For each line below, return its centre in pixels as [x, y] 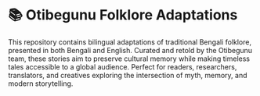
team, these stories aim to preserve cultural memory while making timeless [129, 59]
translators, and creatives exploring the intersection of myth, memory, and [128, 75]
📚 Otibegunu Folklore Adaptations [123, 15]
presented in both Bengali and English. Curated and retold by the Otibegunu [130, 50]
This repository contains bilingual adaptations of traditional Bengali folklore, [130, 42]
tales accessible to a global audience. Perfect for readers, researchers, [123, 66]
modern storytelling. [41, 84]
